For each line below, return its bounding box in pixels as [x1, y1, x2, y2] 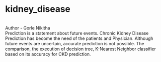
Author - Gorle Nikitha [5, 25, 51, 31]
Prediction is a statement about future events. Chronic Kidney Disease [5, 30, 149, 36]
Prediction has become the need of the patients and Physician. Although [5, 35, 154, 41]
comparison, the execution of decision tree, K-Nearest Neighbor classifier [5, 46, 156, 52]
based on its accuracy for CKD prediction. [5, 51, 91, 57]
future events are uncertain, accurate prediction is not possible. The [5, 40, 145, 46]
